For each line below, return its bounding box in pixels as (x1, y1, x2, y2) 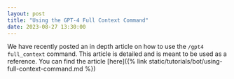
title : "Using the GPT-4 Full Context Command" (7, 17, 149, 24)
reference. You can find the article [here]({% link (7, 57, 148, 66)
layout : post (7, 10, 46, 17)
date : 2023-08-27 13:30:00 (7, 23, 86, 30)
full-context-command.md (7, 64, 83, 73)
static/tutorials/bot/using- (149, 57, 223, 66)
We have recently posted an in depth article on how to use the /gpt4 (7, 43, 205, 51)
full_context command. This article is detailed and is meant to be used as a (7, 50, 228, 58)
